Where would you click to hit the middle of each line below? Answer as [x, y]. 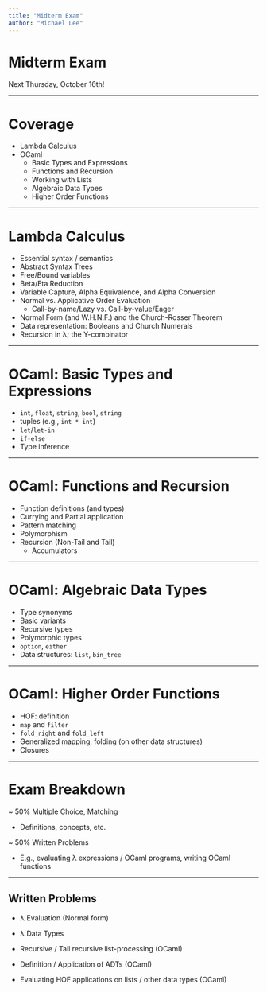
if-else [32, 439]
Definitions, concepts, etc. [63, 827]
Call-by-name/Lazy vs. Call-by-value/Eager [103, 309]
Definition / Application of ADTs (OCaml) [86, 964]
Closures [35, 750]
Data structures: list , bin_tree [70, 655]
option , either [43, 646]
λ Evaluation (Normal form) [64, 918]
